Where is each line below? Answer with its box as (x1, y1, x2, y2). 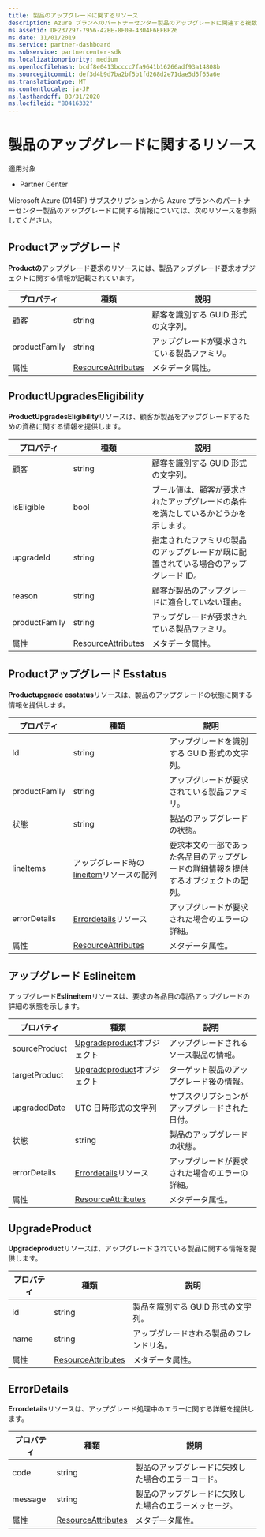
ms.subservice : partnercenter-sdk (8, 48, 122, 56)
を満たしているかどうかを (151, 508, 247, 519)
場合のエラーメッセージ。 (143, 1500, 238, 1511)
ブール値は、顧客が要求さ (151, 484, 247, 495)
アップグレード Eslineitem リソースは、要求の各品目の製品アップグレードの (8, 992, 251, 1001)
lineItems (12, 862, 46, 873)
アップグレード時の (73, 857, 144, 868)
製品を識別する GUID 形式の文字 (132, 1302, 252, 1313)
